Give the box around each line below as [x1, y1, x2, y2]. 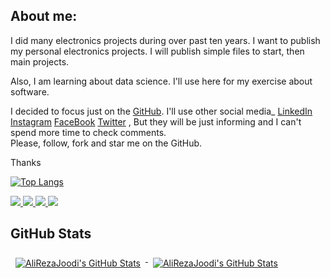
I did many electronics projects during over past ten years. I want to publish [10, 34, 321, 46]
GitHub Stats [10, 225, 92, 243]
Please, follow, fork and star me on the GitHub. [10, 137, 203, 149]
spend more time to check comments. [10, 126, 167, 138]
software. [10, 85, 50, 98]
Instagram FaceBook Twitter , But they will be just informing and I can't [10, 115, 302, 128]
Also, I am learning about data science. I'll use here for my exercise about [10, 75, 313, 87]
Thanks [10, 156, 42, 168]
